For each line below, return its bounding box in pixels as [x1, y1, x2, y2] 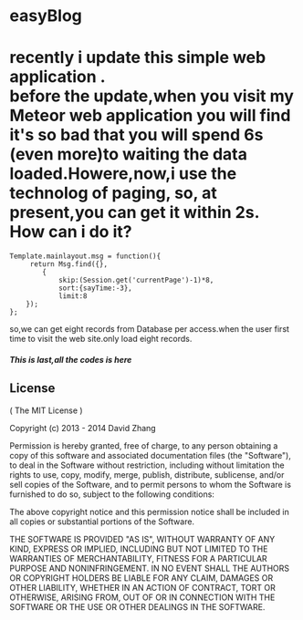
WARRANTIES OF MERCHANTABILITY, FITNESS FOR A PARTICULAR [9, 553, 267, 563]
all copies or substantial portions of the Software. [9, 516, 194, 527]
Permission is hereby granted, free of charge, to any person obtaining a [9, 439, 278, 451]
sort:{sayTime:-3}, [57, 284, 132, 293]
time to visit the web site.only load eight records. [9, 334, 193, 345]
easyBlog [9, 5, 82, 26]
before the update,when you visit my [9, 86, 295, 107]
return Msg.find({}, [29, 260, 108, 269]
